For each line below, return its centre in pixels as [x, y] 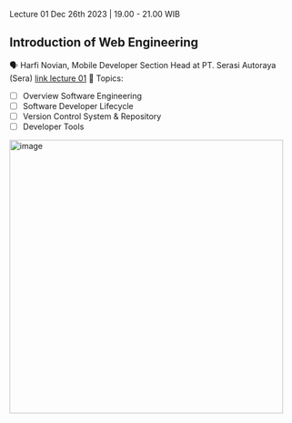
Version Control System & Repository [92, 116]
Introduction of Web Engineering [104, 42]
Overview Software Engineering [82, 96]
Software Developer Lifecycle [78, 106]
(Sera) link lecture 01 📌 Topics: [66, 78]
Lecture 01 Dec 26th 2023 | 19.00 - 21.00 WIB [95, 14]
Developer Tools [53, 126]
